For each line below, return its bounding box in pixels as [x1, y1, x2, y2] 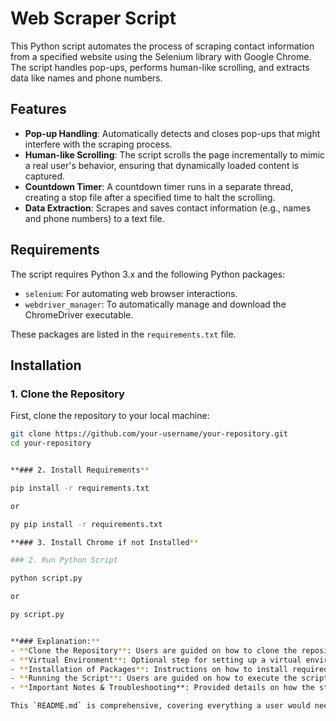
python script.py [10, 573, 83, 584]
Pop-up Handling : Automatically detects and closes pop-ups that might [24, 127, 321, 139]
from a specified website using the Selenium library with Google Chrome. [10, 50, 312, 62]
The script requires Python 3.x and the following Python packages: [10, 268, 286, 280]
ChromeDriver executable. [24, 308, 134, 321]
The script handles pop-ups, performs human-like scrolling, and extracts [10, 61, 310, 73]
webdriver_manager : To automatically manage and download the [24, 298, 287, 310]
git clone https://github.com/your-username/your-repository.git [10, 429, 288, 439]
